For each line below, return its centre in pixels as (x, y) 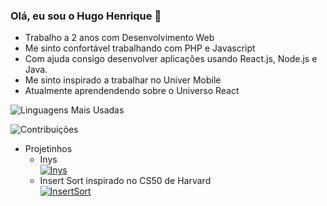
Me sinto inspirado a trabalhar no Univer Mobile (123, 80)
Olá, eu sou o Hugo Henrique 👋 (86, 16)
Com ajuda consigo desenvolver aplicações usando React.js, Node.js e (171, 59)
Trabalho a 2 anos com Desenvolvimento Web (119, 38)
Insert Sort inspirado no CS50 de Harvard (125, 181)
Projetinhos (48, 149)
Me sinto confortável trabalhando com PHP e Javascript (140, 48)
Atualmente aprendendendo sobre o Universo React (132, 91)
